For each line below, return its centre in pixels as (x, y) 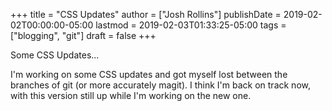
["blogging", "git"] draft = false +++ (83, 35)
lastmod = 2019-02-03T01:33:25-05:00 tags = (191, 25)
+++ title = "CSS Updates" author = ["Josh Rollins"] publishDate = (146, 14)
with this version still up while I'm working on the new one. (131, 95)
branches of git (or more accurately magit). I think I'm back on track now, (160, 85)
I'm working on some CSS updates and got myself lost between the (149, 74)
